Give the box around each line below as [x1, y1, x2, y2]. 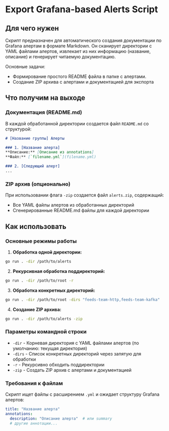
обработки [12, 356, 37, 362]
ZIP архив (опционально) [5, 180, 71, 187]
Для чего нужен [5, 24, 59, 33]
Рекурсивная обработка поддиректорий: [12, 268, 106, 274]
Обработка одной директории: [12, 249, 82, 255]
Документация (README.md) [5, 109, 82, 116]
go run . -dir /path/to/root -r [5, 278, 74, 283]
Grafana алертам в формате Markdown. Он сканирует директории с [5, 43, 152, 49]
